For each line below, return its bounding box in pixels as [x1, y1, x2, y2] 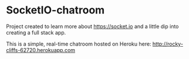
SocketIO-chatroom [6, 4, 105, 17]
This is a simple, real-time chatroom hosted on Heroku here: [6, 40, 151, 47]
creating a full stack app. [6, 29, 66, 36]
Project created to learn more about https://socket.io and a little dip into [6, 23, 179, 30]
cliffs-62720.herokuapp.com [6, 46, 75, 53]
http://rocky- [152, 40, 184, 47]
